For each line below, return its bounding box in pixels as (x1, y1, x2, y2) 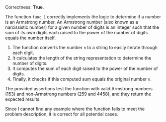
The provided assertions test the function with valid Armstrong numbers (5, 86, 153, 91)
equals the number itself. (5, 35, 56, 41)
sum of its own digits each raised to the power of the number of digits (5, 30, 148, 35)
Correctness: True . (5, 4, 44, 10)
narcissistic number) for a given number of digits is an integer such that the (5, 24, 160, 30)
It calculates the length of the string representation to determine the (12, 55, 152, 61)
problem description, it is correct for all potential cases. (5, 111, 118, 117)
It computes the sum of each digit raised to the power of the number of (12, 65, 158, 71)
